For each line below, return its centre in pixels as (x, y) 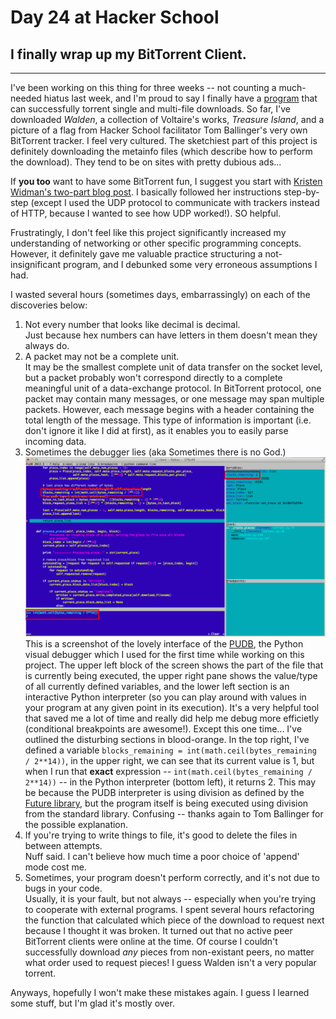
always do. (47, 345)
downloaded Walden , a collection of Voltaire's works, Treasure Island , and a (167, 119)
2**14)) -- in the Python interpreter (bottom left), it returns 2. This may (170, 782)
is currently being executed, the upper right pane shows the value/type (171, 675)
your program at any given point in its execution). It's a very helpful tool (172, 707)
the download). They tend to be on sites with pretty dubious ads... (146, 162)
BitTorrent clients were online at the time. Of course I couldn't (151, 941)
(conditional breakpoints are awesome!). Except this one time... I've (163, 728)
